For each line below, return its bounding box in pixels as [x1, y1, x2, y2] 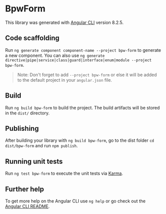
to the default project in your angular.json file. [17, 77, 112, 83]
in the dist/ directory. [5, 110, 50, 116]
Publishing [5, 124, 39, 132]
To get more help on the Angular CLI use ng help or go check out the [5, 198, 146, 204]
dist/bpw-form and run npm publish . [5, 143, 78, 149]
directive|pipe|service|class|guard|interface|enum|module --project [5, 58, 152, 63]
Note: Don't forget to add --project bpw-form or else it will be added [17, 72, 157, 78]
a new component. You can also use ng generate [5, 52, 105, 58]
